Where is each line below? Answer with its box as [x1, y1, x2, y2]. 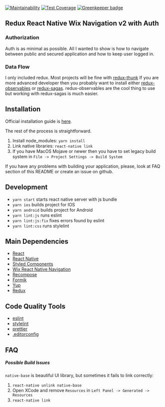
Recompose [12, 272, 37, 278]
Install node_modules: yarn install [12, 137, 85, 143]
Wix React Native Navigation [12, 266, 71, 272]
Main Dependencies [5, 237, 69, 246]
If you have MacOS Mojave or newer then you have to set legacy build [12, 148, 156, 154]
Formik [12, 277, 27, 283]
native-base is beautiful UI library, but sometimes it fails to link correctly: [5, 372, 154, 378]
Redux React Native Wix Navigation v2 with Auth [5, 19, 159, 27]
